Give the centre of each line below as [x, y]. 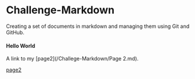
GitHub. [15, 32]
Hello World [21, 46]
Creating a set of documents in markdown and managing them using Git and [98, 26]
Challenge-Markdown [60, 10]
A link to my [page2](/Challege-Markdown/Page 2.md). [72, 59]
